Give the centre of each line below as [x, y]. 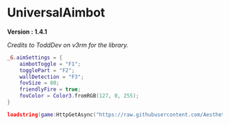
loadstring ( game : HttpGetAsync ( [52, 115]
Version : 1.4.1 [27, 32]
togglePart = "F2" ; [47, 70]
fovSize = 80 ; [39, 83]
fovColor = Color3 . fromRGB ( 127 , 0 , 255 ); [79, 96]
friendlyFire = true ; [50, 90]
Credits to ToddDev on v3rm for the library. [68, 45]
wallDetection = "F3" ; [52, 77]
